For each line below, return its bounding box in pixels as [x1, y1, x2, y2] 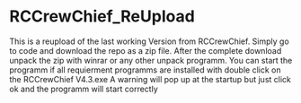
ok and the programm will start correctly [9, 83, 159, 94]
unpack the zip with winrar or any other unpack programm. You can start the [9, 55, 293, 65]
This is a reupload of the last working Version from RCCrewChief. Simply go [9, 36, 289, 47]
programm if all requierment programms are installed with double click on [9, 64, 281, 75]
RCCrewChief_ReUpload [9, 6, 195, 27]
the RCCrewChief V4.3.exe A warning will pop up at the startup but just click [9, 73, 292, 84]
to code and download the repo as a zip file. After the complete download [9, 45, 282, 56]
